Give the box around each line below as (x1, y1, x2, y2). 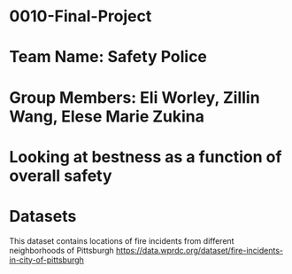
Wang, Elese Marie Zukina (9, 106, 205, 126)
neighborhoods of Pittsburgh (9, 245, 115, 255)
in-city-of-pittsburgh (9, 254, 84, 265)
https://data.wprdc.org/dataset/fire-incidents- (116, 245, 283, 255)
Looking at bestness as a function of (9, 146, 282, 167)
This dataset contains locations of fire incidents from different (9, 235, 234, 246)
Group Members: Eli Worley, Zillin (9, 87, 260, 107)
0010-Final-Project (9, 6, 152, 27)
